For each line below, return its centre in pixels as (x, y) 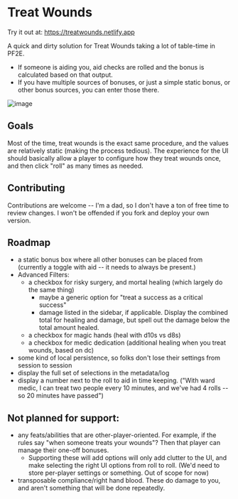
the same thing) (51, 290)
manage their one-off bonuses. (63, 450)
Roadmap (29, 242)
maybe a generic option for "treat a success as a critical (121, 297)
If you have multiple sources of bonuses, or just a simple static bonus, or (124, 82)
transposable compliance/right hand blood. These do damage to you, (119, 481)
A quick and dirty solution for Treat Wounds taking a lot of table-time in (111, 45)
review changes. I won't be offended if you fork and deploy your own (108, 213)
